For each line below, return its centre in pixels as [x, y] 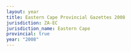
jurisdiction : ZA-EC [32, 23]
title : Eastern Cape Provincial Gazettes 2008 [66, 17]
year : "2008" [23, 39]
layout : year [23, 12]
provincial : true [28, 34]
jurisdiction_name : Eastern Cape [48, 28]
